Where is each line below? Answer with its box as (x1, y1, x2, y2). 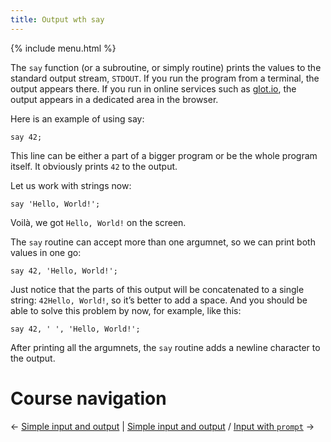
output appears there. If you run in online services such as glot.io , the (10, 82, 297, 95)
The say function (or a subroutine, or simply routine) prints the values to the (10, 61, 322, 73)
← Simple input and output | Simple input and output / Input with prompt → (10, 420, 315, 432)
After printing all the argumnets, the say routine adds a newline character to (10, 341, 321, 353)
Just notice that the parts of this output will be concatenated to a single (10, 283, 305, 295)
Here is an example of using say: (10, 112, 145, 125)
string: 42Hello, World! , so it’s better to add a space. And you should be (10, 294, 308, 306)
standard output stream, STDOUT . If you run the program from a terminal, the (10, 72, 320, 84)
